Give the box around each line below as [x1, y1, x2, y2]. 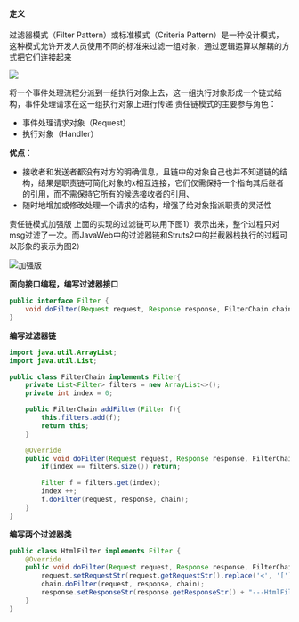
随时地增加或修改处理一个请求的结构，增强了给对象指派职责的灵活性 [21, 200, 272, 211]
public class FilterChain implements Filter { [9, 372, 181, 382]
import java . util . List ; [9, 356, 98, 365]
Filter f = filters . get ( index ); [41, 479, 162, 488]
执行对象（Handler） [21, 129, 99, 140]
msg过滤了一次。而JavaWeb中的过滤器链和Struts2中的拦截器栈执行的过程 [9, 230, 280, 240]
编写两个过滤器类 [9, 529, 72, 539]
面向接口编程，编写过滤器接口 [9, 279, 118, 289]
